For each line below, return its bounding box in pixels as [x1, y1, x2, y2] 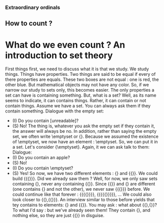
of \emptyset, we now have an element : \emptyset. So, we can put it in [12, 139, 158, 145]
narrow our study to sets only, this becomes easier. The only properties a [5, 87, 155, 93]
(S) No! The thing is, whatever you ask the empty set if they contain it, [12, 123, 155, 129]
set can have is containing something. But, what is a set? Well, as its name [5, 92, 157, 98]
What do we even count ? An [5, 39, 125, 51]
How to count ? [5, 19, 53, 28]
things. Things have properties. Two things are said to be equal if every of [5, 71, 156, 77]
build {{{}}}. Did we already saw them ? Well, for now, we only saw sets [12, 175, 158, 182]
